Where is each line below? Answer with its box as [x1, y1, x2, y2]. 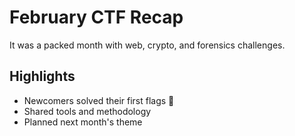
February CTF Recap [9, 6, 184, 29]
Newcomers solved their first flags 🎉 [23, 94, 175, 106]
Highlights [9, 68, 76, 85]
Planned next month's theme [23, 116, 143, 128]
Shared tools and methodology [23, 105, 152, 117]
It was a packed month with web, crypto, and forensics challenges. [9, 39, 286, 51]
